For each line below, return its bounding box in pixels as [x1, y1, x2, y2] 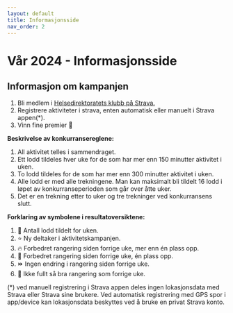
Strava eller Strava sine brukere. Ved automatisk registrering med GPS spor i [7, 291, 226, 299]
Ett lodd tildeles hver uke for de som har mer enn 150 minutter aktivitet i [17, 155, 223, 164]
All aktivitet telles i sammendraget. [17, 148, 116, 156]
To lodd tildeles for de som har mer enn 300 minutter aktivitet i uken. [17, 170, 214, 178]
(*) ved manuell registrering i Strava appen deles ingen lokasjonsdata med [7, 283, 220, 291]
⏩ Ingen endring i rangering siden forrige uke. [17, 260, 150, 268]
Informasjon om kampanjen [7, 81, 129, 92]
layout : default [7, 10, 54, 17]
